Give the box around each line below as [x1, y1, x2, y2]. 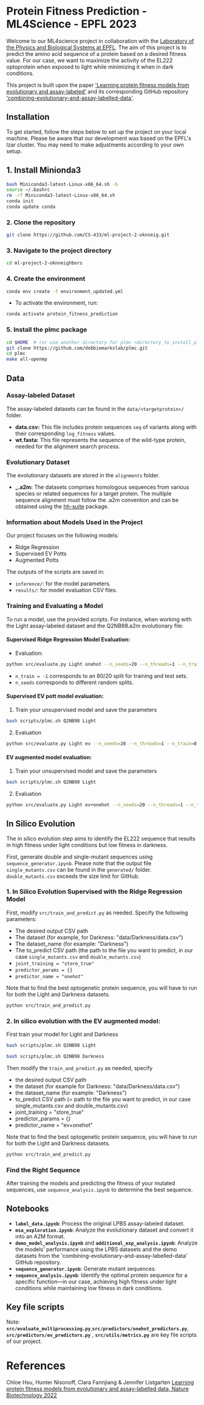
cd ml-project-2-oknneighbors [6, 260, 83, 266]
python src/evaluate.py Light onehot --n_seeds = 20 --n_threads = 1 [6, 661, 175, 667]
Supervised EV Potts [15, 550, 67, 558]
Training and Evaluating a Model [6, 602, 103, 610]
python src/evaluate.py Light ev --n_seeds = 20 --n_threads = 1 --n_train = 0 [6, 740, 197, 747]
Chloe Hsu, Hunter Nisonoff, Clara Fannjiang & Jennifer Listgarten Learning [6, 1379, 194, 1386]
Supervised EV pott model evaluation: [6, 692, 104, 700]
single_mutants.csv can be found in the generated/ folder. [6, 866, 152, 873]
